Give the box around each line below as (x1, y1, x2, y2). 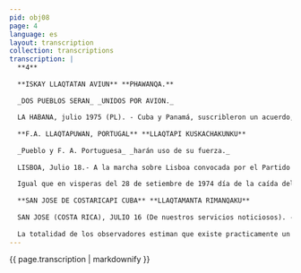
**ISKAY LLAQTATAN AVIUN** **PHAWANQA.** (17, 80, 175, 89)
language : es (9, 30, 58, 38)
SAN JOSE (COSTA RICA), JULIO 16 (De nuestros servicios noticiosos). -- (17, 212, 298, 222)
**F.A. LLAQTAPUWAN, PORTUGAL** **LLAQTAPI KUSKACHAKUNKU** (17, 130, 246, 139)
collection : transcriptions (9, 47, 115, 55)
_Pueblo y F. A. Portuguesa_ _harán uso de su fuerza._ (17, 146, 230, 155)
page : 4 (9, 21, 39, 30)
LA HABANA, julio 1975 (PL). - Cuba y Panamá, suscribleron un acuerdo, (17, 113, 295, 122)
